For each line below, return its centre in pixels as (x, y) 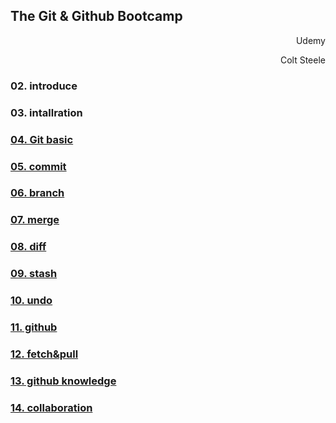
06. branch (37, 193)
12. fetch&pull (44, 354)
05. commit (38, 166)
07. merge (35, 220)
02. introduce (44, 86)
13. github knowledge (63, 381)
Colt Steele (302, 60)
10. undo (31, 301)
